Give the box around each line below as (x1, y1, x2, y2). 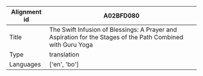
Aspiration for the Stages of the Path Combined (49, 33, 184, 41)
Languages (9, 60, 41, 68)
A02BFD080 (103, 11, 140, 20)
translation (49, 51, 80, 59)
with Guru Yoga (49, 40, 93, 49)
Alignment (11, 8, 42, 16)
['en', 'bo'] (49, 60, 79, 68)
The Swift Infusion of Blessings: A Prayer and (49, 25, 177, 34)
